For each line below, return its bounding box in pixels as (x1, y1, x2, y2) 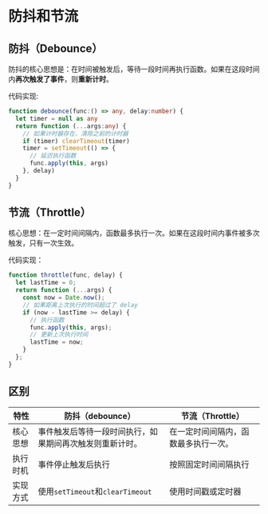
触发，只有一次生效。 (8, 238, 78, 248)
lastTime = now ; (29, 338, 84, 346)
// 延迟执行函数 (29, 152, 77, 160)
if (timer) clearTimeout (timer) (22, 137, 130, 145)
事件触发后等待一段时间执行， (37, 425, 150, 436)
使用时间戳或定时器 (169, 485, 242, 496)
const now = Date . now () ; (22, 293, 105, 302)
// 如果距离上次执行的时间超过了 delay (22, 301, 138, 309)
